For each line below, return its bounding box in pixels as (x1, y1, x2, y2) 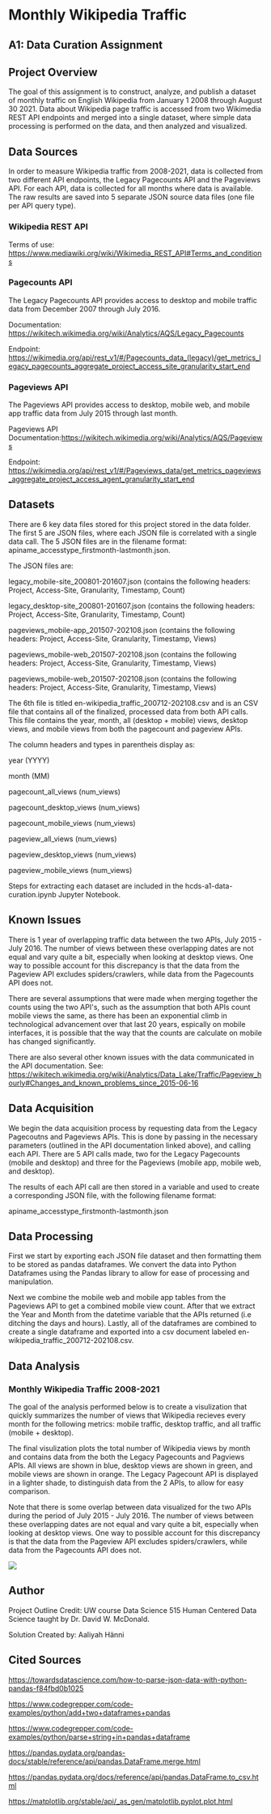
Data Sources (8, 144, 78, 159)
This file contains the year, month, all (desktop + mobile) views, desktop (8, 715, 248, 725)
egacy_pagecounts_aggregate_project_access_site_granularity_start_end (8, 361, 251, 370)
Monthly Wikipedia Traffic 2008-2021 (8, 1384, 160, 1395)
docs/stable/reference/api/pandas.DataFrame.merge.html (8, 1756, 201, 1766)
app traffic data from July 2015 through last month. (8, 409, 178, 418)
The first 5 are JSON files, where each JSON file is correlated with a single (8, 528, 257, 537)
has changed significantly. (8, 1036, 96, 1046)
